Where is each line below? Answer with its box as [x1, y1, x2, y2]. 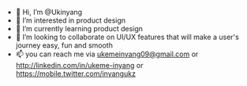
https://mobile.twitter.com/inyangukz [15, 69, 137, 78]
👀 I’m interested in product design [15, 16, 126, 25]
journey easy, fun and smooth [15, 41, 113, 50]
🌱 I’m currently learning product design [15, 24, 144, 33]
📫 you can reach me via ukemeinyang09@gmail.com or [15, 49, 199, 59]
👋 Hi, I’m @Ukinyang [15, 8, 83, 16]
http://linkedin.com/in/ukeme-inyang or [15, 61, 144, 70]
